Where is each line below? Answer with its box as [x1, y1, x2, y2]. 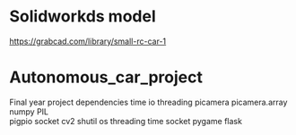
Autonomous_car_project [9, 67, 204, 88]
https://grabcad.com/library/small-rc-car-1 [9, 36, 167, 46]
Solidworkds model [9, 6, 156, 27]
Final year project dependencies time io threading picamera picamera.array [9, 97, 288, 107]
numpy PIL [9, 105, 49, 117]
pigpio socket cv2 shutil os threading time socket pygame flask [9, 115, 242, 126]
